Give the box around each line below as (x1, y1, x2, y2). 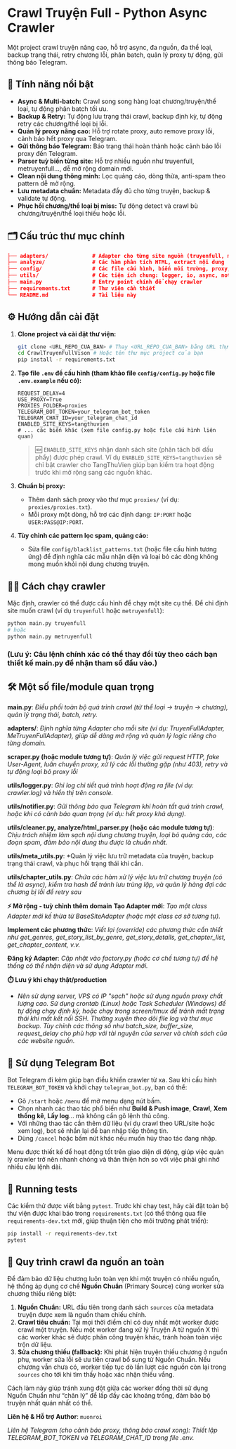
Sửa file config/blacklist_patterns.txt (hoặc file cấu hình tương (27, 545, 217, 553)
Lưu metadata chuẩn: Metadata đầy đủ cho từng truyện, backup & (17, 186, 211, 195)
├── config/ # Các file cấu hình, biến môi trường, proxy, (7, 265, 231, 273)
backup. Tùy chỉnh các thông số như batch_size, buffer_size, (17, 1022, 195, 1030)
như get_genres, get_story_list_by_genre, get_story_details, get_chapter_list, (7, 933, 226, 942)
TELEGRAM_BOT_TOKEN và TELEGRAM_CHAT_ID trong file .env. (7, 1434, 195, 1442)
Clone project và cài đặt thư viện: (17, 329, 117, 338)
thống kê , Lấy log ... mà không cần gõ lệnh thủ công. (17, 1112, 170, 1120)
